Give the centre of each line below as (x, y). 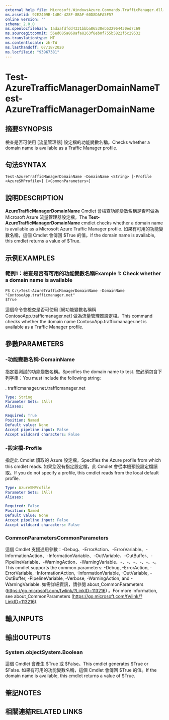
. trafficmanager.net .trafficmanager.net (45, 388)
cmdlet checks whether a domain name (122, 223)
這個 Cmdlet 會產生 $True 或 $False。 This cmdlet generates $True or (77, 664)
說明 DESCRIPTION (34, 198)
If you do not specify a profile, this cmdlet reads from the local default (87, 472)
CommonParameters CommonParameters (57, 537)
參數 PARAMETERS (34, 344)
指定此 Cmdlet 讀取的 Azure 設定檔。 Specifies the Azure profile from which (83, 460)
